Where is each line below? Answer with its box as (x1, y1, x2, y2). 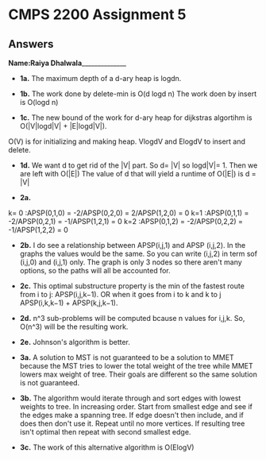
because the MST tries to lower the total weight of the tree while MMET (19, 361, 254, 370)
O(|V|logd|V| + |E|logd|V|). (19, 122, 107, 130)
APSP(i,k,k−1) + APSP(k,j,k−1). (19, 298, 118, 307)
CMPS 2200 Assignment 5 (8, 6, 187, 24)
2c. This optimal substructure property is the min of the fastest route (19, 281, 245, 291)
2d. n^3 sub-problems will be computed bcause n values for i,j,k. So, (19, 314, 245, 323)
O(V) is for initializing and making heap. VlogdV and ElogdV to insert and (8, 137, 246, 146)
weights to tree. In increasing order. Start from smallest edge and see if (19, 402, 253, 411)
